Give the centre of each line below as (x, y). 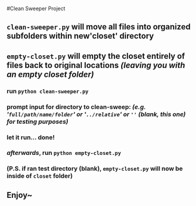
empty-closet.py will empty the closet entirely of (96, 56)
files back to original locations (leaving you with (96, 65)
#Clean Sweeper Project (36, 9)
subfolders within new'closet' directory (80, 36)
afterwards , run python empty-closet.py (64, 153)
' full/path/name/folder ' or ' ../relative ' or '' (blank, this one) (96, 114)
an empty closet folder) (50, 74)
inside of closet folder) (40, 176)
